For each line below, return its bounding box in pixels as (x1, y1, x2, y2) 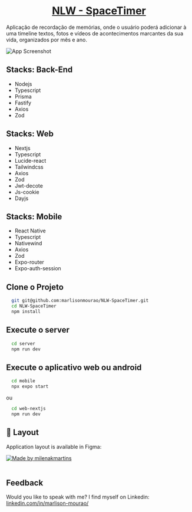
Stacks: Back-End (6, 65, 73, 75)
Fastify (14, 99, 31, 106)
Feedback (6, 478, 44, 488)
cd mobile (11, 378, 35, 384)
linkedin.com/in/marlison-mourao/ (6, 500, 89, 507)
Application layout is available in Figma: (6, 443, 102, 450)
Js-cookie (14, 188, 39, 195)
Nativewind (14, 240, 42, 247)
